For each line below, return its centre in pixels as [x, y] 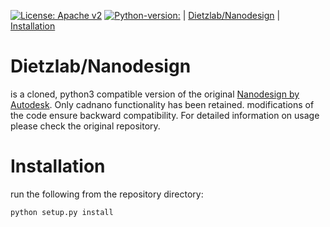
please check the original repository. [85, 126]
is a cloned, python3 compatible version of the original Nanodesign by [155, 94]
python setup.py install [62, 212]
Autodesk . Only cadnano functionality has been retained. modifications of [162, 104]
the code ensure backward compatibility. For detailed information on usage [165, 115]
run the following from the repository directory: [107, 194]
